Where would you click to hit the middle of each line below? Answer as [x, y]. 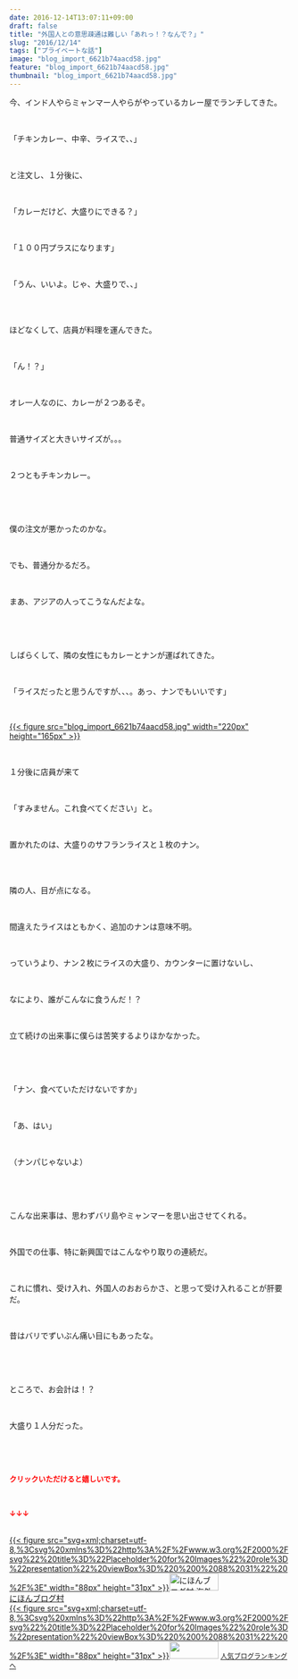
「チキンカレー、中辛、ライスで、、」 [75, 139]
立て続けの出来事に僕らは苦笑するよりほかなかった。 [107, 1035]
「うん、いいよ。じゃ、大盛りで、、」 [76, 283]
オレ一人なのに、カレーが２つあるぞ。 [79, 402]
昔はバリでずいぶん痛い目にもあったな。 [83, 1335]
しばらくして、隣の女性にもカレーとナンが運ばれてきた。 [115, 654]
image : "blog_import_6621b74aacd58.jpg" [86, 59]
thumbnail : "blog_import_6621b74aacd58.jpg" [93, 76]
